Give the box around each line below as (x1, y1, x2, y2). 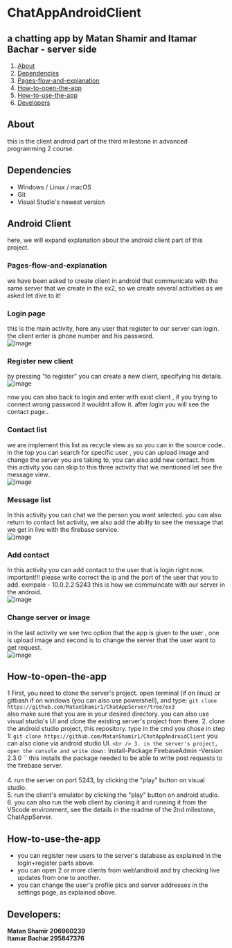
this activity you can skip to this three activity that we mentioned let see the (7, 463, 223, 471)
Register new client (7, 356, 74, 365)
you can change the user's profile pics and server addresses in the (17, 881, 208, 889)
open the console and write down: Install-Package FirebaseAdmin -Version (7, 747, 223, 755)
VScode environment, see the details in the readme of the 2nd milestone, (7, 806, 216, 814)
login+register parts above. (17, 859, 95, 868)
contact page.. (7, 408, 49, 416)
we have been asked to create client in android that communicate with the (7, 276, 218, 285)
